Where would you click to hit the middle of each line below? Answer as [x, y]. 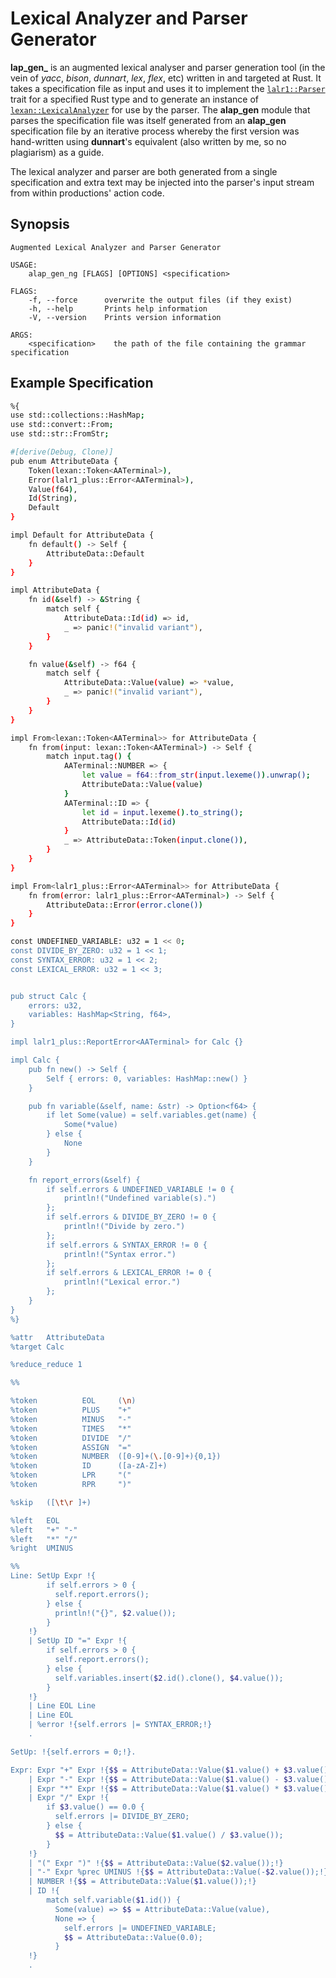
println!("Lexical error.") [122, 1282]
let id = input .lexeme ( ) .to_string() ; [162, 812]
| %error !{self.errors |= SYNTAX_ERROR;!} [120, 1725]
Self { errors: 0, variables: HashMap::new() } [147, 1078]
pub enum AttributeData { [64, 461]
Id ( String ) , [53, 498]
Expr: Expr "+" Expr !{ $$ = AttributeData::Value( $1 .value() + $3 [151, 1770]
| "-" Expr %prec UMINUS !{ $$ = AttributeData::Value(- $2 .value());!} [178, 1872]
